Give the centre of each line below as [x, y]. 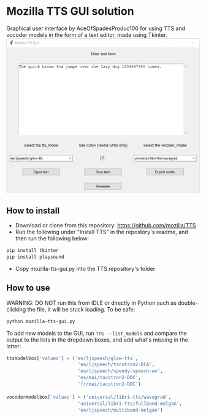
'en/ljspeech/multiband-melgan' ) [120, 410]
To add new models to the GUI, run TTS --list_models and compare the [97, 333]
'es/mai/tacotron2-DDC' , [109, 378]
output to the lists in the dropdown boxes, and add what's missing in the [97, 340]
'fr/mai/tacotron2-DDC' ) [109, 384]
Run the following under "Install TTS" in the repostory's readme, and [101, 232]
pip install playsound [35, 257]
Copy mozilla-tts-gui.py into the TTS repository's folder [85, 268]
